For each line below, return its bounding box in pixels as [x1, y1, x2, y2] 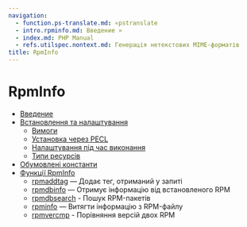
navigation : [8, 11, 48, 20]
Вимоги [31, 125, 58, 135]
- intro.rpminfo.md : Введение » [15, 26, 123, 34]
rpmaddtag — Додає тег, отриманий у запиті [31, 176, 183, 186]
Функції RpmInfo [19, 167, 75, 177]
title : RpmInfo [8, 48, 59, 56]
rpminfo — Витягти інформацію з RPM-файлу [31, 202, 183, 211]
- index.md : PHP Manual [15, 33, 94, 42]
